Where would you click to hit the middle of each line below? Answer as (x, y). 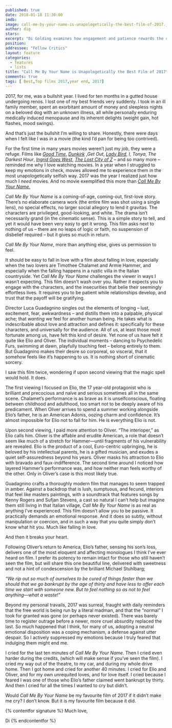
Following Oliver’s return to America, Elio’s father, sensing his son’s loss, (81, 547)
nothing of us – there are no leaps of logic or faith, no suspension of (77, 229)
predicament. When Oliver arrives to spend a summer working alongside (82, 409)
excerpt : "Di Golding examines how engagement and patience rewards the (84, 39)
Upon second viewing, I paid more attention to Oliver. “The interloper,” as (82, 430)
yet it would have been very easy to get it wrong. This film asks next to (80, 224)
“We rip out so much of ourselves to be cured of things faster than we (79, 579)
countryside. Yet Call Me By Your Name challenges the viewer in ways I (81, 276)
